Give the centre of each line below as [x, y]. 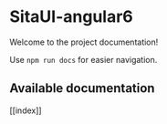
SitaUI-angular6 [72, 17]
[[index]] [26, 110]
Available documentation [82, 88]
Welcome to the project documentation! [84, 42]
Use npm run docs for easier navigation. [83, 59]
